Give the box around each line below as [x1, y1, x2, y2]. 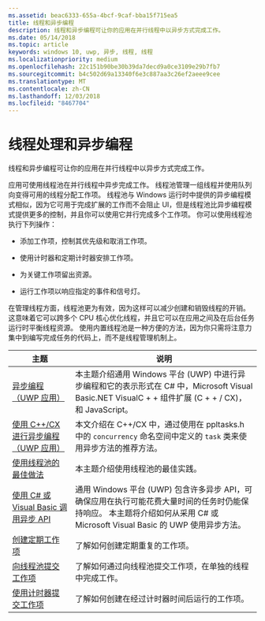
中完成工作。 [74, 573, 123, 584]
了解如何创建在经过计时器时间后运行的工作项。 [74, 593, 249, 604]
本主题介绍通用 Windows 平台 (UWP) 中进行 [74, 369, 238, 380]
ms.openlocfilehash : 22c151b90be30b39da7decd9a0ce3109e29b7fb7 [8, 63, 221, 71]
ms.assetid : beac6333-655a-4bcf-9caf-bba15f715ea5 [8, 11, 178, 20]
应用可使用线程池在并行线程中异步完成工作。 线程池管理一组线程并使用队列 [8, 180, 252, 190]
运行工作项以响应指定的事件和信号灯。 [19, 287, 144, 296]
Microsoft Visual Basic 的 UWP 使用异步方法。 [74, 519, 246, 530]
